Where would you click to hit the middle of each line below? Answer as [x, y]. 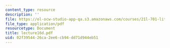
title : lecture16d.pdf [29, 33]
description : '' [22, 14]
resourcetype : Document [30, 28]
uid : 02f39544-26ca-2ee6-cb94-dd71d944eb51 [52, 38]
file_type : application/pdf [35, 24]
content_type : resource [30, 10]
